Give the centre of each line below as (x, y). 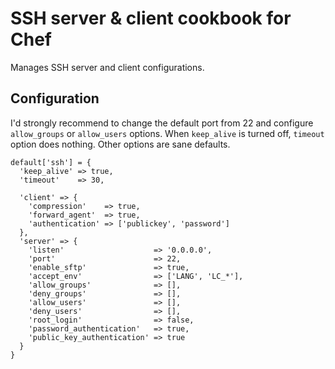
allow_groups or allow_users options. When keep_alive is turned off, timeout (167, 133)
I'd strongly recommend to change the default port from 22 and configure (162, 123)
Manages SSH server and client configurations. (107, 67)
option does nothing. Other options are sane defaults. (120, 144)
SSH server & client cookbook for (151, 18)
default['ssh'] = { (51, 162)
